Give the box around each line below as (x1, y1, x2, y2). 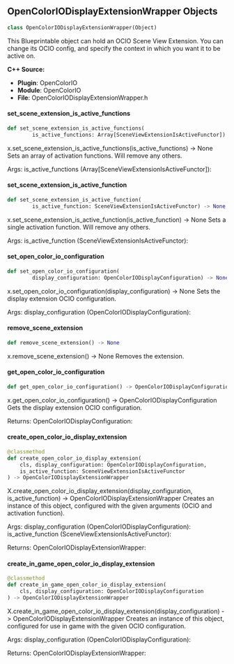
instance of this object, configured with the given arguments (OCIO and (7, 501, 212, 510)
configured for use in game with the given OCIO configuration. (7, 621, 187, 630)
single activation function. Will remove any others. (7, 222, 151, 231)
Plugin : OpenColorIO (17, 78, 78, 86)
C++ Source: (7, 65, 45, 73)
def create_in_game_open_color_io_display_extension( (7, 582, 167, 589)
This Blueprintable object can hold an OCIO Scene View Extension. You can (7, 36, 224, 45)
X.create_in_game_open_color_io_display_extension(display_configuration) (7, 607, 221, 615)
